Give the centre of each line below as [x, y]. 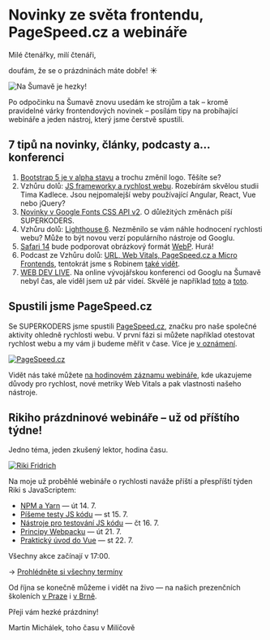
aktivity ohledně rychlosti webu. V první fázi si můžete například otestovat [132, 334]
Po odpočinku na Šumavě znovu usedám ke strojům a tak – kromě [118, 102]
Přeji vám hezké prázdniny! [54, 612]
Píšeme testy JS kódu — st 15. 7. [74, 515]
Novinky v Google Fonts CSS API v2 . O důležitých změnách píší [126, 211]
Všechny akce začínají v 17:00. [60, 556]
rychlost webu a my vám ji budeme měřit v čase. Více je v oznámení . [123, 343]
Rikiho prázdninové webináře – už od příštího [124, 418]
